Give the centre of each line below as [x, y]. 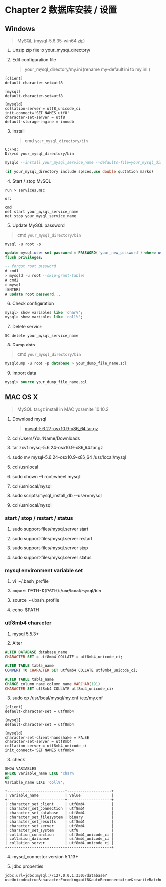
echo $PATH [25, 610]
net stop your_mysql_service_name [41, 216]
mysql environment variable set [44, 571]
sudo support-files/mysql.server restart [52, 539]
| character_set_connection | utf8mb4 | [59, 809]
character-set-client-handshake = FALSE [47, 737]
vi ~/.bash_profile [31, 581]
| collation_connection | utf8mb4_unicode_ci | [59, 835]
